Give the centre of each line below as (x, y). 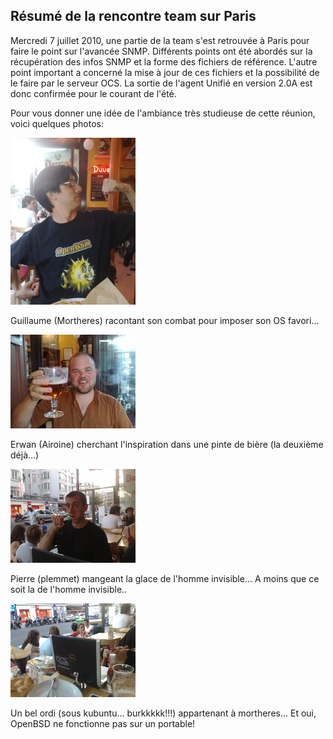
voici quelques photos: (57, 123)
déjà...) (25, 455)
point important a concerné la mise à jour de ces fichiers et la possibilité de (165, 72)
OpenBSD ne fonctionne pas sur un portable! (103, 723)
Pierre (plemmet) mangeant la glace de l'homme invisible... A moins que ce (165, 578)
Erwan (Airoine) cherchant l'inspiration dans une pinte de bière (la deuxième (167, 444)
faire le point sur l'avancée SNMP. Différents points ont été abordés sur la (161, 51)
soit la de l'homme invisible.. (69, 589)
